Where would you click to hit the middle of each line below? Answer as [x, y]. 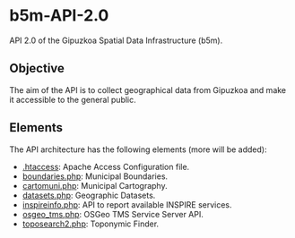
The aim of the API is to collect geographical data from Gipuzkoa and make [148, 89]
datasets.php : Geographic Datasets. [89, 195]
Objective [37, 68]
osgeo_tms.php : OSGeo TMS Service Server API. [113, 214]
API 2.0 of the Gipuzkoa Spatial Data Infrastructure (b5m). [116, 40]
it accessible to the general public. [73, 99]
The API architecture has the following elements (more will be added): [138, 149]
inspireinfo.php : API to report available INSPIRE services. [127, 204]
